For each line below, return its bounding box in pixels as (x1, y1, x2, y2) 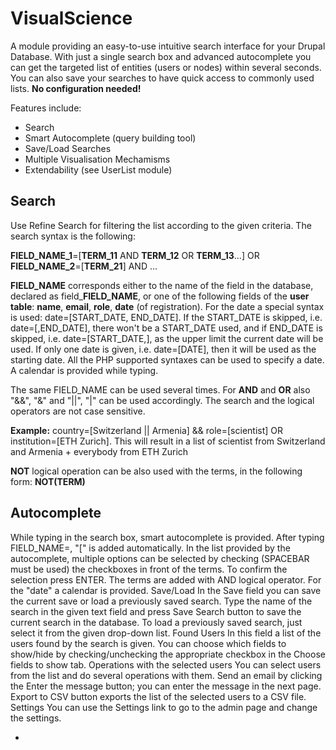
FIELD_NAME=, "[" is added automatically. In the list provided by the (10, 542, 291, 554)
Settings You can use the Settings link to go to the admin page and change (10, 701, 318, 713)
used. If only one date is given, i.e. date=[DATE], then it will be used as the (10, 343, 317, 355)
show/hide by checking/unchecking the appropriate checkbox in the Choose (10, 648, 326, 660)
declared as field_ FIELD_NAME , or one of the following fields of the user (10, 290, 310, 302)
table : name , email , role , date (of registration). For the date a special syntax (10, 300, 325, 312)
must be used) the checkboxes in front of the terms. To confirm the (10, 563, 288, 575)
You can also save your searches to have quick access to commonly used (10, 72, 315, 84)
